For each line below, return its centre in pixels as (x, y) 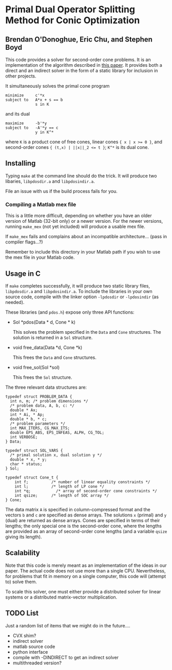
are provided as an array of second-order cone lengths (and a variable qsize (86, 531)
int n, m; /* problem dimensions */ (49, 401)
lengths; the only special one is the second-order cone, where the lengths (83, 526)
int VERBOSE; (24, 437)
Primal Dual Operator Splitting (70, 9)
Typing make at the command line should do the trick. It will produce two (81, 176)
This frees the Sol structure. (42, 377)
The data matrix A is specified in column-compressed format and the (78, 509)
